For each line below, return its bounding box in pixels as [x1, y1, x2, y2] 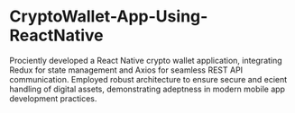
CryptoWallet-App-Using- [9, 6, 208, 27]
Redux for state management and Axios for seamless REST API [9, 65, 244, 75]
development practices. [9, 92, 97, 104]
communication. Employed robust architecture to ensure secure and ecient [9, 74, 288, 84]
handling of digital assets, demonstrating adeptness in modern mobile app [9, 83, 286, 94]
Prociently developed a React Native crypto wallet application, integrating [9, 55, 282, 65]
